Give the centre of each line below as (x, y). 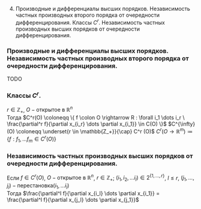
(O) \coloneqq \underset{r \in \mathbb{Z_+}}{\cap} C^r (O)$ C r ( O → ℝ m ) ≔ (100, 131)
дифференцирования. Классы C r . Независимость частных (90, 22)
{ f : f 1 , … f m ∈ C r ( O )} (31, 139)
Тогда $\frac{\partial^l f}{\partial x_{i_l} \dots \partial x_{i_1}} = (83, 193)
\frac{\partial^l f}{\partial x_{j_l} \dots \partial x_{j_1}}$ (73, 199)
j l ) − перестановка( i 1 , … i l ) (38, 186)
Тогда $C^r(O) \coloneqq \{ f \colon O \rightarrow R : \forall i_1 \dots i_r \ (96, 118)
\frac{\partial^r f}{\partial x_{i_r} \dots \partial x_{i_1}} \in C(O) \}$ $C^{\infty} (101, 124)
